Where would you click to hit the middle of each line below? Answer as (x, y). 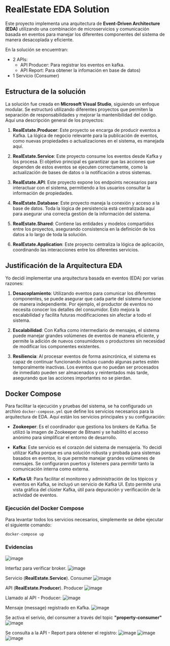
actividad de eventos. (35, 495)
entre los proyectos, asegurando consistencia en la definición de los (84, 229)
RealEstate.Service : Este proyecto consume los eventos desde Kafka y (87, 156)
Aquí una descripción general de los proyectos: (55, 120)
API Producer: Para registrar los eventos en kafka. (72, 65)
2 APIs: (20, 59)
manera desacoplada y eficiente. (40, 40)
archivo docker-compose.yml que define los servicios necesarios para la (79, 411)
